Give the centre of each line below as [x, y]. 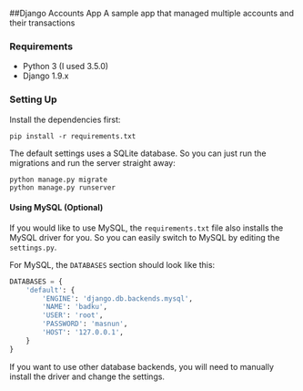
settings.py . [33, 247]
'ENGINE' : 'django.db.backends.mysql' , [118, 298]
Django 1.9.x [45, 76]
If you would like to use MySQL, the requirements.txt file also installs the [146, 228]
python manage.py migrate [58, 180]
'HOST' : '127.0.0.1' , [83, 333]
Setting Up [33, 99]
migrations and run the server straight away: [92, 162]
